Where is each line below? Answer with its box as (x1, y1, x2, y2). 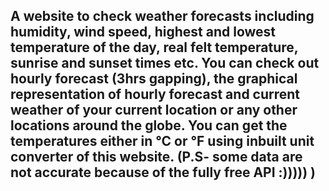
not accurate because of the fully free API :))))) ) (10, 164, 317, 181)
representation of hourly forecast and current (10, 86, 301, 103)
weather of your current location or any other (10, 102, 298, 119)
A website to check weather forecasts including (10, 8, 315, 25)
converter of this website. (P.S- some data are (10, 149, 303, 166)
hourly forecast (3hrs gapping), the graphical (10, 70, 298, 88)
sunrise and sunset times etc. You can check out (10, 55, 320, 72)
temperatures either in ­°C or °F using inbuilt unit (10, 133, 315, 150)
